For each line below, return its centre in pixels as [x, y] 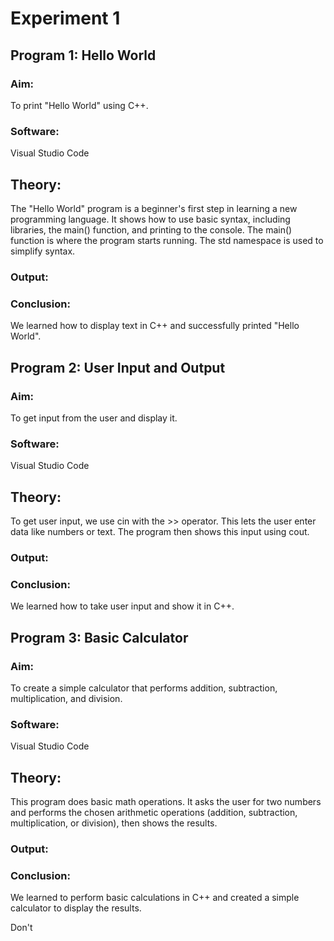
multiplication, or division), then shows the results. [114, 823]
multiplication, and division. [66, 698]
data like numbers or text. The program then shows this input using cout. [160, 531]
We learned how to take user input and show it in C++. [122, 606]
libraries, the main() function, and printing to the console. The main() [151, 229]
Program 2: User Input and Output [118, 367]
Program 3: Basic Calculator [99, 637]
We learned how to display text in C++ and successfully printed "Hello [155, 326]
